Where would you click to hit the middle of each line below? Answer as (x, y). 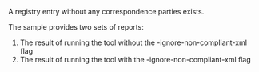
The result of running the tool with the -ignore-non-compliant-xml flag (135, 60)
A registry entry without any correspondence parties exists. (106, 12)
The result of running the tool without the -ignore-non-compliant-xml (133, 42)
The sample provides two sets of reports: (76, 27)
